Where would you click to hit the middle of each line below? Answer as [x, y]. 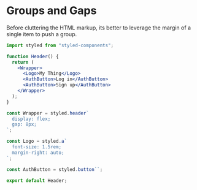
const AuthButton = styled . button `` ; [55, 169]
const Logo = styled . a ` [37, 142]
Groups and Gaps [52, 11]
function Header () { [33, 56]
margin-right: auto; [38, 153]
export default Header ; [37, 180]
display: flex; [31, 119]
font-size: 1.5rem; [37, 147]
